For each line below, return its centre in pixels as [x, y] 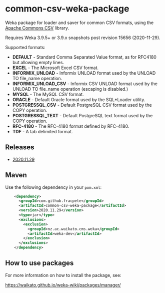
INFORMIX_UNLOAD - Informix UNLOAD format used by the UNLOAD [84, 73]
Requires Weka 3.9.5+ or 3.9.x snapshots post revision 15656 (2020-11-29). [83, 38]
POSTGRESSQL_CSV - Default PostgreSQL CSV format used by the [82, 105]
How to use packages [39, 263]
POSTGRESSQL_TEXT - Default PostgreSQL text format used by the [82, 115]
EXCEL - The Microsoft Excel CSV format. [55, 68]
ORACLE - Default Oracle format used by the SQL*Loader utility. [79, 99]
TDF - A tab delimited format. [43, 131]
